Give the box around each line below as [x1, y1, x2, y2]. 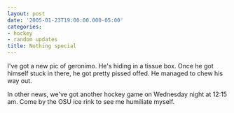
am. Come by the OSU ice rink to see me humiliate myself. [7, 98, 175, 105]
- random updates [7, 36, 58, 43]
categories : [7, 23, 42, 30]
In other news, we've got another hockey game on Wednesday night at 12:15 [7, 90, 228, 98]
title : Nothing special [7, 43, 77, 50]
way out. [7, 77, 33, 84]
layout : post [7, 10, 46, 17]
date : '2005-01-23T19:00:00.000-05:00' [7, 17, 124, 24]
